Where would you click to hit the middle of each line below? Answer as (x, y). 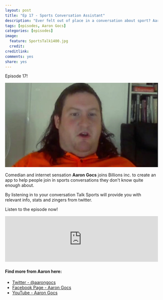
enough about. (20, 186)
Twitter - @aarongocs (34, 282)
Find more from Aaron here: (33, 272)
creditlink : (17, 51)
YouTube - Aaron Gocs (35, 293)
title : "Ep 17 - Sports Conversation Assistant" (55, 15)
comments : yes (19, 56)
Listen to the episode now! (32, 209)
